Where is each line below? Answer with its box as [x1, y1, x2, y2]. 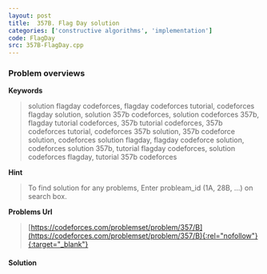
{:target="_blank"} [27, 240, 89, 249]
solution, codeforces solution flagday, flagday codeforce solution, [27, 135, 245, 145]
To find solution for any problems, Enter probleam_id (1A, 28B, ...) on [27, 183, 253, 193]
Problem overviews [8, 68, 86, 79]
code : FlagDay [8, 34, 56, 42]
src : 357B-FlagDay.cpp [8, 42, 84, 50]
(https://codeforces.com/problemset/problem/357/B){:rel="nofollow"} [27, 231, 258, 240]
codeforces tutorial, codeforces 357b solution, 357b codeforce [27, 127, 236, 137]
